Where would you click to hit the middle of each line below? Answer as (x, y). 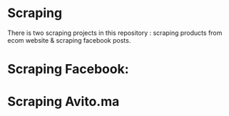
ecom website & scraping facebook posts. (69, 40)
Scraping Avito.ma (63, 102)
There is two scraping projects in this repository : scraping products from (115, 33)
